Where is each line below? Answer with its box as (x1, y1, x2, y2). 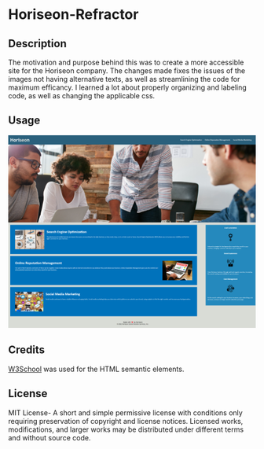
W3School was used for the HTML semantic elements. (8, 364, 185, 374)
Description (8, 37, 67, 50)
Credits (8, 344, 46, 357)
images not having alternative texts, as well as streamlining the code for (8, 75, 240, 83)
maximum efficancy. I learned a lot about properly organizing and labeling (8, 83, 247, 92)
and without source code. (8, 432, 91, 442)
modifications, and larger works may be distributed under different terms (8, 425, 244, 434)
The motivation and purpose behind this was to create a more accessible (8, 57, 244, 67)
